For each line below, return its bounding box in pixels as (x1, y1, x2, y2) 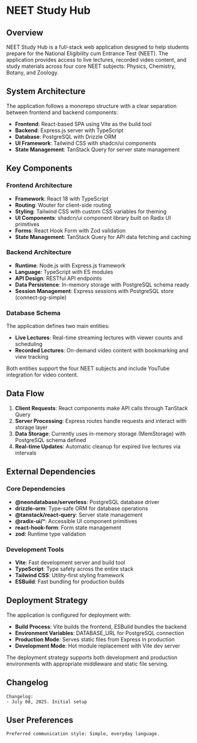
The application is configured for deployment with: (6, 611, 132, 619)
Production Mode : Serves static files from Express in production (14, 635, 175, 643)
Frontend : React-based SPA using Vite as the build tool (14, 120, 152, 127)
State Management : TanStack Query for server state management (14, 145, 180, 153)
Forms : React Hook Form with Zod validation (14, 226, 126, 234)
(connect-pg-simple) (14, 294, 67, 301)
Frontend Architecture (6, 181, 73, 190)
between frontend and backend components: (6, 109, 118, 116)
